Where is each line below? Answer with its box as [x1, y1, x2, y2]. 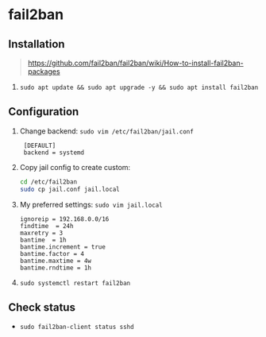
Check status [8, 300, 75, 314]
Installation [8, 37, 65, 51]
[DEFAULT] [23, 141, 56, 149]
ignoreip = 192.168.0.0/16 [19, 215, 110, 223]
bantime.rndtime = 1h [19, 264, 91, 272]
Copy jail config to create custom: [19, 162, 131, 172]
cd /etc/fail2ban [19, 177, 78, 186]
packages [27, 67, 61, 76]
